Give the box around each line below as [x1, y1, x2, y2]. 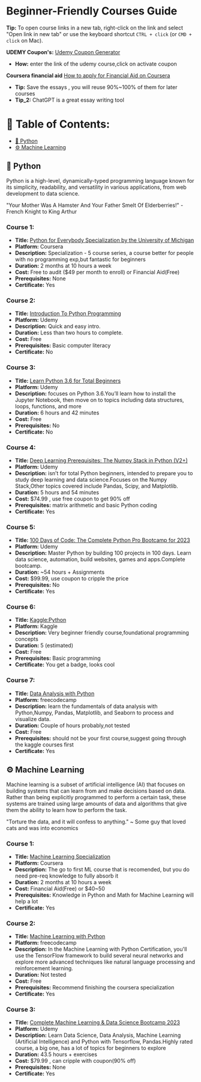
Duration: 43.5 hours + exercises [14, 1051, 98, 1058]
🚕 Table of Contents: [6, 117, 110, 131]
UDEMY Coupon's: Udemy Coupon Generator [6, 48, 121, 55]
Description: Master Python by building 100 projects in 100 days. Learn [14, 549, 192, 557]
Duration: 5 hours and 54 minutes [14, 488, 100, 496]
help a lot [14, 897, 38, 905]
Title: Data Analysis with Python [14, 690, 95, 697]
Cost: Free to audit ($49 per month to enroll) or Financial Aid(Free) [14, 268, 180, 275]
